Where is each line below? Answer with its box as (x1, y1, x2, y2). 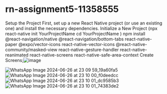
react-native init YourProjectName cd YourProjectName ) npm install (5, 30, 145, 36)
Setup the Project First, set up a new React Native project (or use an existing (5, 20, 162, 26)
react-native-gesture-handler (58, 46, 119, 52)
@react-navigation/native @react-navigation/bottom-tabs (5, 36, 124, 42)
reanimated (5, 51, 29, 58)
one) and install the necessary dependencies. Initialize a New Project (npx (5, 25, 157, 31)
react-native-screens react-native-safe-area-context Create (29, 51, 154, 58)
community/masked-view (5, 46, 57, 52)
